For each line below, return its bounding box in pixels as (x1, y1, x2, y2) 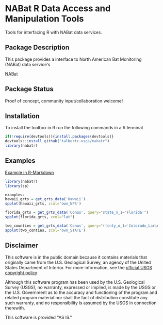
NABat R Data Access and (5, 3, 111, 14)
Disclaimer (5, 241, 38, 250)
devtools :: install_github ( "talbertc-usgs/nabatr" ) (5, 139, 110, 144)
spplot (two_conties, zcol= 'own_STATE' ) (5, 228, 86, 233)
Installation (5, 112, 40, 120)
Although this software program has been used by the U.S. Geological (5, 279, 145, 285)
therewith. (5, 305, 25, 311)
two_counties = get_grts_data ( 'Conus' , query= (5, 223, 101, 228)
